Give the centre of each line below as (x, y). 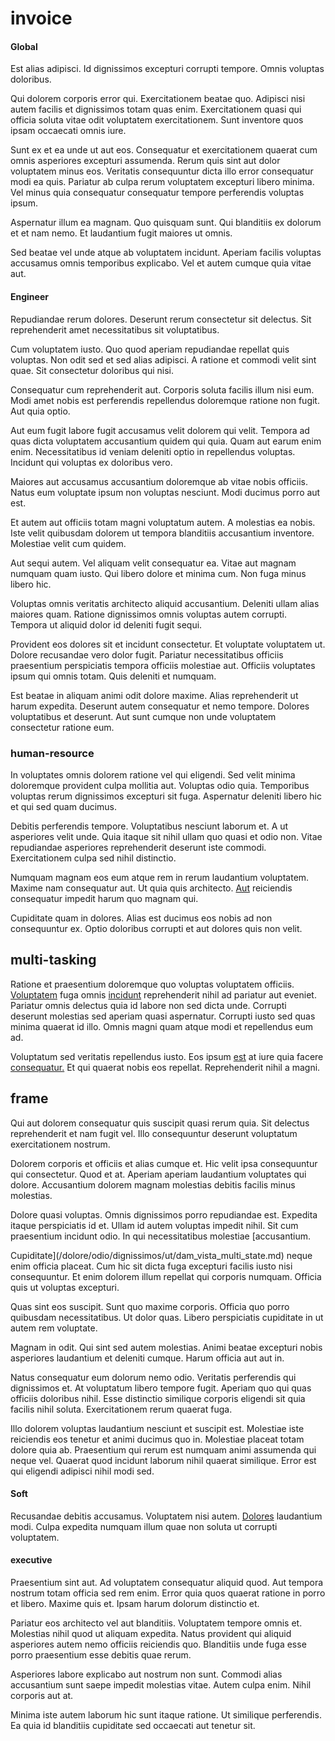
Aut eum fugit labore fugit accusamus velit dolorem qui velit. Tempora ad (160, 430)
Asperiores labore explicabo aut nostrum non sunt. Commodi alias (146, 1674)
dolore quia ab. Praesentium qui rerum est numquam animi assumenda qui (163, 1449)
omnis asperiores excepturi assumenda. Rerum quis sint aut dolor (145, 161)
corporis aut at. (42, 1695)
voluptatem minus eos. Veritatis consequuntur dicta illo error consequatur (162, 171)
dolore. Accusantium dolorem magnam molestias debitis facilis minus (153, 1184)
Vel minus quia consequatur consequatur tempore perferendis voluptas (157, 193)
